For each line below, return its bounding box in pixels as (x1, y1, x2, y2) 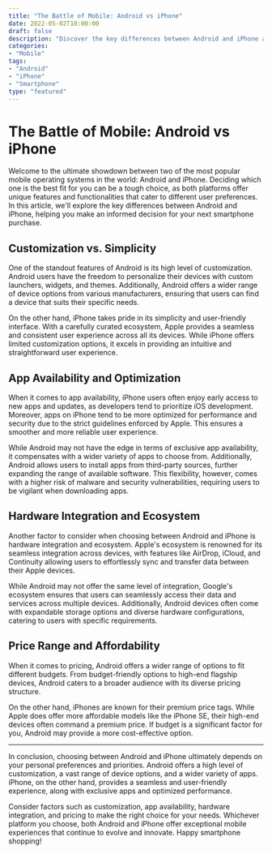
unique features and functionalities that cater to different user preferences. (8, 192, 258, 202)
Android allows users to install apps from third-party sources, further (8, 460, 238, 470)
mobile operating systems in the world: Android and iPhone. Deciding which (8, 175, 261, 185)
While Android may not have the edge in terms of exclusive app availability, (8, 443, 259, 453)
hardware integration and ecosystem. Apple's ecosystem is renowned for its (8, 539, 263, 549)
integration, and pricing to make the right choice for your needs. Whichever (8, 810, 260, 820)
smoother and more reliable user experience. (8, 427, 159, 436)
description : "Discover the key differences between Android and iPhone (8, 34, 259, 43)
